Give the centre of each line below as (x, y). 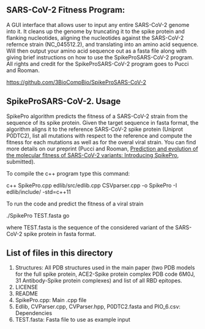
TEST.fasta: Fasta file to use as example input (73, 320)
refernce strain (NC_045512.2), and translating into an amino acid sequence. (102, 44)
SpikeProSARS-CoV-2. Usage (64, 101)
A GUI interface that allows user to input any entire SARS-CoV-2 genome (98, 24)
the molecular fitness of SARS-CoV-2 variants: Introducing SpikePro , (93, 155)
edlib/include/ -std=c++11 (39, 191)
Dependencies (34, 313)
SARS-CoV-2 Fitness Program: (66, 10)
